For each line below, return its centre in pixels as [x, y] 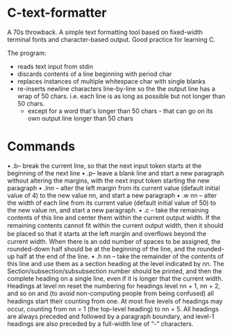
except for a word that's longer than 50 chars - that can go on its [120, 111]
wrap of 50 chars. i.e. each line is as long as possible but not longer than [121, 96]
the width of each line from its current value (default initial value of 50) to [112, 203]
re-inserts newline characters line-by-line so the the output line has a [116, 88]
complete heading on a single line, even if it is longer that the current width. [115, 278]
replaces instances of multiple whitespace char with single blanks [111, 81]
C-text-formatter [57, 13]
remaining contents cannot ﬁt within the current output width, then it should [115, 225]
